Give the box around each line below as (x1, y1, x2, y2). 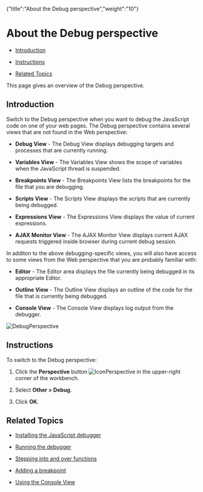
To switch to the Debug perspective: (6, 356, 97, 363)
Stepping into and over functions (15, 455, 97, 462)
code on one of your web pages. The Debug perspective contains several (6, 121, 190, 129)
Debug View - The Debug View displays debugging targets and (15, 140, 174, 148)
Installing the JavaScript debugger (15, 431, 102, 439)
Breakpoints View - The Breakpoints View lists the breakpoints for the (15, 176, 191, 184)
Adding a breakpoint (15, 467, 67, 474)
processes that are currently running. (15, 146, 108, 154)
